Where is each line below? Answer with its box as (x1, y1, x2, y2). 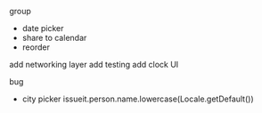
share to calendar (21, 33, 87, 43)
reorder (21, 42, 51, 52)
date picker (21, 23, 64, 33)
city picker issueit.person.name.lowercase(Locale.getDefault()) (21, 93, 254, 104)
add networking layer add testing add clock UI (9, 60, 179, 69)
